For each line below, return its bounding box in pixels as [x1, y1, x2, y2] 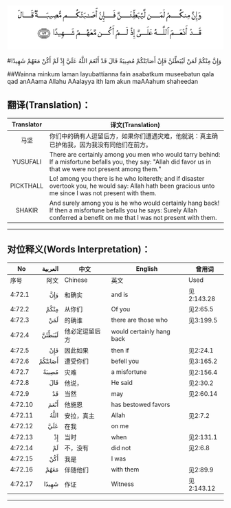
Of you [111, 305, 131, 313]
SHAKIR [16, 206, 38, 214]
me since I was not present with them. [49, 189, 157, 197]
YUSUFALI [12, 157, 42, 166]
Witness [111, 480, 134, 488]
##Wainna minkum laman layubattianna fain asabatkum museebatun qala [7, 70, 214, 78]
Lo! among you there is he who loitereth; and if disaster [49, 175, 205, 183]
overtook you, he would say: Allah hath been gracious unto [49, 181, 215, 190]
